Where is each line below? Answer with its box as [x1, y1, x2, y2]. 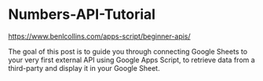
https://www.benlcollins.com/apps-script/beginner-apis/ [8, 31, 191, 41]
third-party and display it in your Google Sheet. [8, 63, 160, 72]
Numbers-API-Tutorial [8, 6, 155, 24]
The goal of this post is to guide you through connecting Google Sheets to [8, 46, 248, 56]
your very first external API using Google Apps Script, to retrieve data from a [8, 55, 255, 64]
